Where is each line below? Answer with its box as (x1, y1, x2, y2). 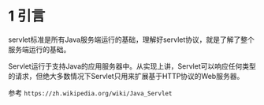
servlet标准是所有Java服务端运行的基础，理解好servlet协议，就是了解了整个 (8, 35, 255, 44)
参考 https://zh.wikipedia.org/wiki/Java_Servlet (8, 88, 173, 97)
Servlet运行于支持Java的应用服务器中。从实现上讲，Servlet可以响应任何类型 (8, 61, 256, 71)
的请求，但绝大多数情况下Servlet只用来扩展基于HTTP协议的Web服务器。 (8, 71, 244, 81)
